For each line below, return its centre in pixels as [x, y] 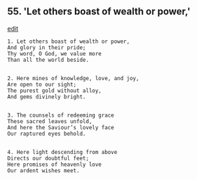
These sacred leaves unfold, [50, 121]
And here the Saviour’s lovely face [61, 127]
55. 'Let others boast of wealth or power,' [99, 12]
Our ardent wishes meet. [43, 171]
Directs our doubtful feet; [48, 158]
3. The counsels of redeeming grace [61, 115]
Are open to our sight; [42, 84]
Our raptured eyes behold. [47, 134]
